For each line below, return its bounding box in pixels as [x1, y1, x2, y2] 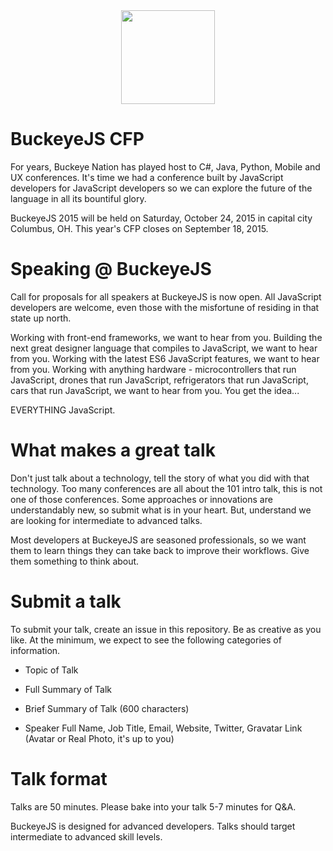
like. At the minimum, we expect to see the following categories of [10, 634, 282, 646]
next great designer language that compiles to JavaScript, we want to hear [10, 342, 318, 354]
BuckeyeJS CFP [10, 128, 145, 151]
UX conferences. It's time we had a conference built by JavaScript [10, 171, 284, 183]
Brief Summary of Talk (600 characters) [24, 702, 190, 714]
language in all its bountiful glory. [10, 192, 147, 204]
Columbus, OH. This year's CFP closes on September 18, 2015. [10, 222, 269, 234]
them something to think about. [10, 555, 140, 567]
